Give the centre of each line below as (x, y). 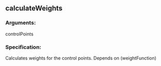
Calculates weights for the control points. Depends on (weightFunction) (81, 58)
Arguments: (21, 23)
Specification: (23, 47)
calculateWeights (34, 8)
